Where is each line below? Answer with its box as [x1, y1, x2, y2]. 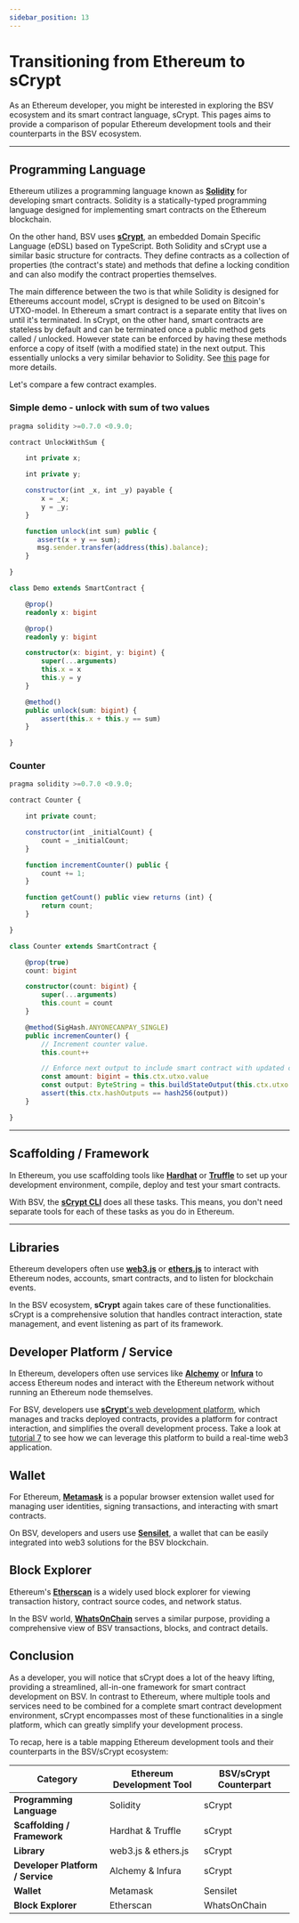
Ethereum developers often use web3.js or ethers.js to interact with [9, 1264, 260, 1274]
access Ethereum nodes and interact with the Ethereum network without [9, 1378, 274, 1388]
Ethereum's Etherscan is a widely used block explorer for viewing [9, 1586, 251, 1597]
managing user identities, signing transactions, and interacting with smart [9, 1500, 279, 1511]
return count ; [41, 901, 93, 910]
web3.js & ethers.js [109, 1844, 190, 1856]
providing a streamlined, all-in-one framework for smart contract [9, 1681, 246, 1692]
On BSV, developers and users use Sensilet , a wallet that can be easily [9, 1527, 269, 1538]
